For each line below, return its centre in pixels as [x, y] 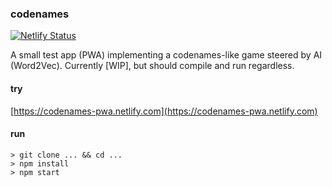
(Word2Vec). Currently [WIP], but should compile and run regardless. [152, 66]
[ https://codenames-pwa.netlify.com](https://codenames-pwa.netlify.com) [164, 111]
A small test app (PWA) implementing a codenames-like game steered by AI [166, 55]
